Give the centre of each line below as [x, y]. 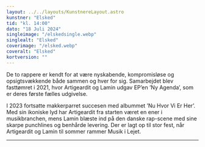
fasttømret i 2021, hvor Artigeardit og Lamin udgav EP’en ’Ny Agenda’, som [100, 87]
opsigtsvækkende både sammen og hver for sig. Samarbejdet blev [90, 81]
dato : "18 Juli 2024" [34, 29]
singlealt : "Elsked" [33, 40]
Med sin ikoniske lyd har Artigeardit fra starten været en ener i [85, 112]
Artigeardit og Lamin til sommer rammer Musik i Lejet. [74, 131]
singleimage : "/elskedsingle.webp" [52, 35]
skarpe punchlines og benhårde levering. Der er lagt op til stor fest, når [95, 125]
